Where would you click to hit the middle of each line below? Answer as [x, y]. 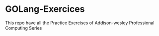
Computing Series [24, 28]
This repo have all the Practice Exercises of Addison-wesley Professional [80, 23]
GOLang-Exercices [45, 9]
